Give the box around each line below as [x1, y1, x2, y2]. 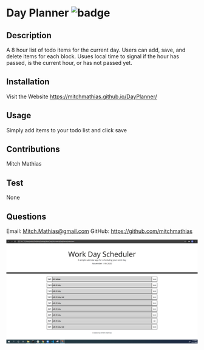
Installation [6, 76, 50, 87]
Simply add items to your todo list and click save [6, 126, 127, 133]
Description [6, 30, 52, 41]
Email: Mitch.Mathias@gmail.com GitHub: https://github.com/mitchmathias [6, 227, 193, 235]
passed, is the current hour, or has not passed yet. [6, 59, 132, 66]
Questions [6, 211, 47, 221]
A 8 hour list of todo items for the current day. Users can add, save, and [6, 46, 186, 53]
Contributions [6, 144, 60, 155]
